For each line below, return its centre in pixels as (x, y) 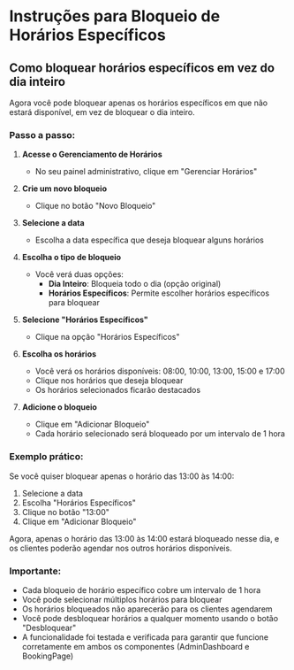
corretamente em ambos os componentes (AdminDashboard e (136, 646)
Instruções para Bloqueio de (115, 16)
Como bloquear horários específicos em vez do (142, 68)
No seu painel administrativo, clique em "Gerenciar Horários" (146, 172)
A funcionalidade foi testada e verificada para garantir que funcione (145, 637)
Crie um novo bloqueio (64, 189)
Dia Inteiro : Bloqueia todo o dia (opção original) (135, 284)
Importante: (35, 571)
